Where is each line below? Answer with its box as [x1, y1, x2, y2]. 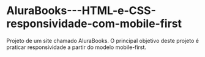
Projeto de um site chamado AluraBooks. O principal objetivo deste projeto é [6, 37, 199, 44]
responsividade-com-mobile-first [6, 17, 182, 31]
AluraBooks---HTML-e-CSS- [6, 4, 156, 18]
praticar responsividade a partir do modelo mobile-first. [6, 44, 147, 51]
